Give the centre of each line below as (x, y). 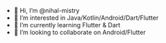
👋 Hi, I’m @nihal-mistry (47, 11)
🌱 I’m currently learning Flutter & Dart (67, 25)
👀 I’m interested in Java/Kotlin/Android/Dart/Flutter (86, 18)
